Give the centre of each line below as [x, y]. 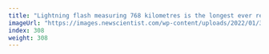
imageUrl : [25, 23]
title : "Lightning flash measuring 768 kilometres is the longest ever [130, 15]
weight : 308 [28, 38]
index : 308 [26, 30]
